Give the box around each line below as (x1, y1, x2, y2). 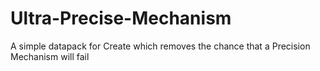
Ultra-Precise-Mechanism (10, 7, 232, 30)
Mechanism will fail (10, 50, 90, 62)
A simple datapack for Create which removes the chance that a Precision (10, 40, 311, 52)
